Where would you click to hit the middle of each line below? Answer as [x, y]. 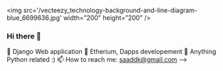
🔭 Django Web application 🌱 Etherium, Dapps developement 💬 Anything [111, 52]
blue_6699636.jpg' [34, 18]
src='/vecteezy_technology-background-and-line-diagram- [110, 10]
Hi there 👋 [24, 36]
